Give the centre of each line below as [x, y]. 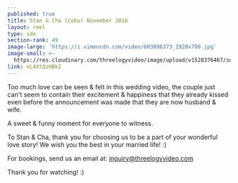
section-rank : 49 [33, 40]
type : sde [22, 34]
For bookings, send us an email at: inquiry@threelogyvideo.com [100, 158]
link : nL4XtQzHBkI [34, 67]
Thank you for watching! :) [46, 172]
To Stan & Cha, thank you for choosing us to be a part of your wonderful [113, 137]
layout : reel [27, 27]
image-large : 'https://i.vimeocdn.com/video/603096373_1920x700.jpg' [112, 47]
